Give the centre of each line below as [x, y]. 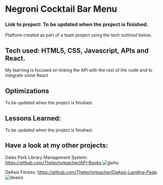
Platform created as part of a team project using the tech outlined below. [78, 35]
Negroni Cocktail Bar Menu [61, 9]
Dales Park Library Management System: [46, 157]
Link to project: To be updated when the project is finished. [77, 25]
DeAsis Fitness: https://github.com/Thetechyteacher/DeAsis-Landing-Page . [82, 172]
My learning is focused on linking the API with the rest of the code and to [79, 70]
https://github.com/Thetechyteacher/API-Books [53, 162]
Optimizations [27, 91]
